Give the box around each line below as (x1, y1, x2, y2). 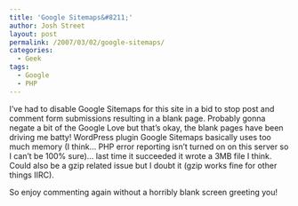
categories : (9, 46, 53, 55)
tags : (9, 63, 29, 72)
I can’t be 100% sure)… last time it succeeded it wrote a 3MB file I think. (9, 150, 272, 161)
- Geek (17, 54, 42, 63)
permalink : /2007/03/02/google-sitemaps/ (9, 37, 165, 47)
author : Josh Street (9, 21, 86, 30)
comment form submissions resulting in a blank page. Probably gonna (9, 113, 266, 123)
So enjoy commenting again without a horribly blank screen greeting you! (9, 186, 278, 197)
